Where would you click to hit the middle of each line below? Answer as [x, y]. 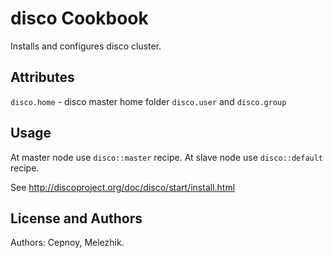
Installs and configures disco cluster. [86, 46]
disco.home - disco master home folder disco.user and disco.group [148, 101]
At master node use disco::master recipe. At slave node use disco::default [167, 157]
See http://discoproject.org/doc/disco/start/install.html [123, 187]
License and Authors [76, 218]
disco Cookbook [79, 18]
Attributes [42, 77]
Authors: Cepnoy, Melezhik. [67, 243]
